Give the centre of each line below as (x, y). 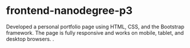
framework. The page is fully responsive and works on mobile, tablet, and (95, 32)
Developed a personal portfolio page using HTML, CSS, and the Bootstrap (95, 27)
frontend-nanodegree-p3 (69, 11)
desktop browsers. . (30, 39)
